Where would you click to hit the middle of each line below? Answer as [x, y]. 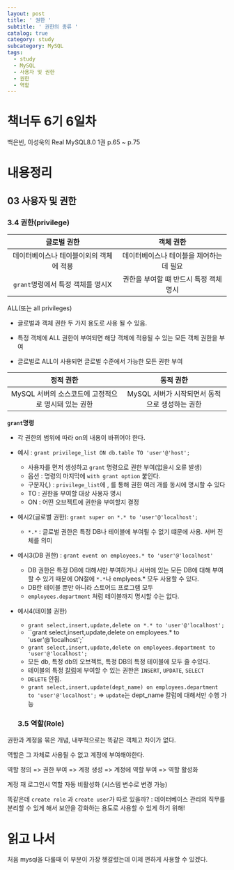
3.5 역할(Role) [41, 724]
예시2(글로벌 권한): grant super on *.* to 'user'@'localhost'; [108, 517]
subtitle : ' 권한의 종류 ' [43, 26]
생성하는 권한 [181, 404]
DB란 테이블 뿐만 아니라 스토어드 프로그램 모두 [91, 588]
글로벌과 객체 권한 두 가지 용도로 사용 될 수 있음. [82, 323]
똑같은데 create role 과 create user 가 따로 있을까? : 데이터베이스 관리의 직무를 [116, 800]
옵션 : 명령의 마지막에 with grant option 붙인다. [94, 476]
